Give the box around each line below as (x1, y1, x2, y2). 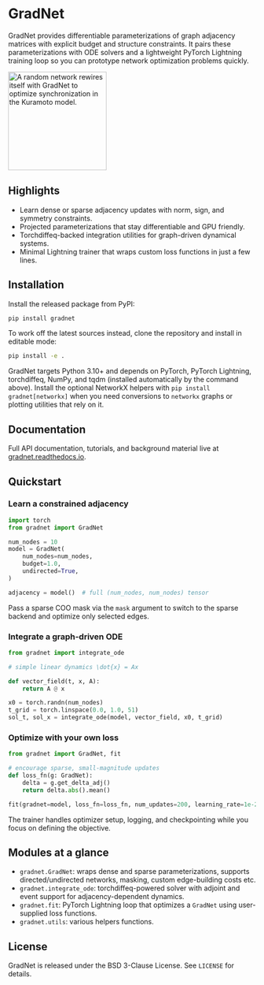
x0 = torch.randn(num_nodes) (8, 699, 104, 707)
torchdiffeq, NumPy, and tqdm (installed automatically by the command (8, 375, 239, 385)
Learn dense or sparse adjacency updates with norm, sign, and (19, 205, 225, 214)
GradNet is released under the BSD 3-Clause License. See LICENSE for (8, 961, 234, 970)
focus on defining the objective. (8, 823, 112, 832)
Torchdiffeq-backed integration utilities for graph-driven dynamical (19, 230, 237, 240)
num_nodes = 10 (8, 537, 58, 546)
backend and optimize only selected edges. (8, 611, 149, 621)
